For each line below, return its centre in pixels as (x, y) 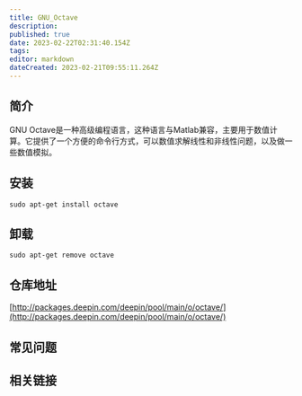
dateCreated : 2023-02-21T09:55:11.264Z (84, 68)
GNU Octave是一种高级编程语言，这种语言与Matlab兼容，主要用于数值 (140, 129)
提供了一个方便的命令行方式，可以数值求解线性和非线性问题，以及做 (159, 141)
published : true (40, 34)
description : (34, 26)
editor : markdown (42, 59)
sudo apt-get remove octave (62, 255)
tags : (19, 51)
